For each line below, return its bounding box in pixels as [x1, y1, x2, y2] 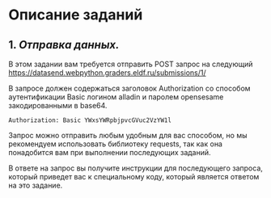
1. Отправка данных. [8, 38, 120, 52]
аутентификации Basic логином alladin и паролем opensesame [8, 92, 224, 102]
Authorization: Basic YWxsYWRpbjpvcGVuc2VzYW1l [8, 116, 172, 124]
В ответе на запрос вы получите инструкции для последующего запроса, [8, 163, 263, 173]
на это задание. [8, 180, 63, 190]
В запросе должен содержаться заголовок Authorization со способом [8, 83, 251, 93]
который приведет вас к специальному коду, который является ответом [8, 172, 260, 181]
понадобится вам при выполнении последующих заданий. [8, 148, 212, 157]
